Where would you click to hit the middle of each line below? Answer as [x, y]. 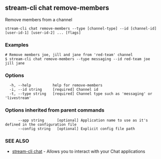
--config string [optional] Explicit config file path [76, 129]
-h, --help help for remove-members [56, 86]
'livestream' [18, 98]
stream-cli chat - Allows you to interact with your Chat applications [79, 151]
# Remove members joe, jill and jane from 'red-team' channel [69, 55]
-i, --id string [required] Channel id [54, 90]
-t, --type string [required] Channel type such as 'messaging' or [81, 94]
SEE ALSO [17, 141]
